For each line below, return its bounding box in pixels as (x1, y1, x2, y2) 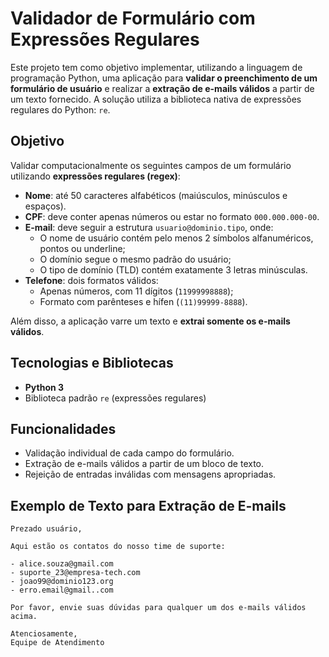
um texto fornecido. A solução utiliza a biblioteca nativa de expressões (10, 93, 302, 105)
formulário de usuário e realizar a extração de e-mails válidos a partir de (10, 82, 315, 94)
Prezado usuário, (10, 524, 83, 534)
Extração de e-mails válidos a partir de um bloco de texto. (24, 458, 265, 470)
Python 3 (24, 381, 65, 393)
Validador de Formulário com (10, 7, 256, 30)
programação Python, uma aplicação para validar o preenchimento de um (10, 72, 318, 84)
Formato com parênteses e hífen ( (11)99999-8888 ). (39, 295, 248, 307)
